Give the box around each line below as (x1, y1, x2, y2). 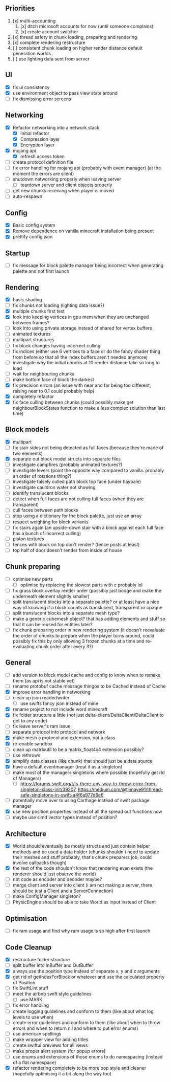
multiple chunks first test (12, 308, 65, 314)
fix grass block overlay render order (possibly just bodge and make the (12, 587, 162, 593)
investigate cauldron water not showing (12, 484, 96, 491)
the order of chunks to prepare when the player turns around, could (12, 633, 155, 639)
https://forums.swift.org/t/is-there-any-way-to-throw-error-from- (20, 780, 157, 787)
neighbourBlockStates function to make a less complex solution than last (12, 405, 165, 411)
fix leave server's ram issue (12, 723, 71, 730)
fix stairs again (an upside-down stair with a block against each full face (12, 524, 164, 531)
